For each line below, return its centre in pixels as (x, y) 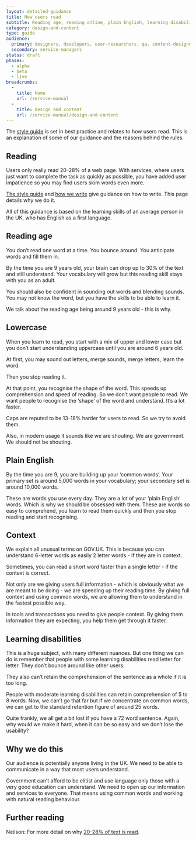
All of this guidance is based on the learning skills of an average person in (95, 212)
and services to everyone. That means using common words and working (94, 793)
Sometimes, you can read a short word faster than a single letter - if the (92, 567)
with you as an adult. (31, 280)
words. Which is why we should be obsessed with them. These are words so (98, 504)
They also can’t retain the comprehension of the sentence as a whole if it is (96, 677)
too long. (17, 683)
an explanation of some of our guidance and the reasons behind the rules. (95, 138)
